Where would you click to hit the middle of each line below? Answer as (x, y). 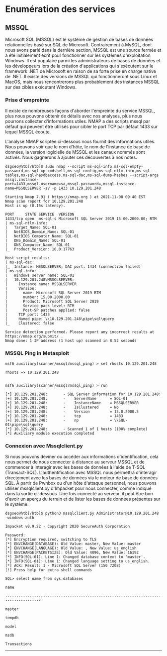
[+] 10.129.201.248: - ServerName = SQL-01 (66, 398)
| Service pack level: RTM (40, 306)
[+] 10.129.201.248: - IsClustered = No (62, 407)
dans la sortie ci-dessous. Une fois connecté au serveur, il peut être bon (79, 493)
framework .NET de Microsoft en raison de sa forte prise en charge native (81, 71)
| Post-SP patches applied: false (48, 310)
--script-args (144, 175)
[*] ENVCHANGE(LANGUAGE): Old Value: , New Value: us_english (71, 548)
